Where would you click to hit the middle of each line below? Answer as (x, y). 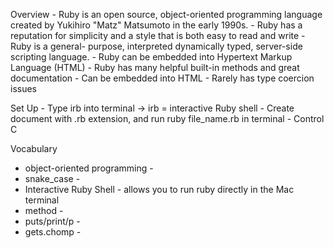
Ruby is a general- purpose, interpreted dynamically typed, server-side (156, 46)
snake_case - (52, 178)
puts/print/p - (52, 221)
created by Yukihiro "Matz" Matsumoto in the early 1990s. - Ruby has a (156, 25)
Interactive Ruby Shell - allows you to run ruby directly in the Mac (159, 189)
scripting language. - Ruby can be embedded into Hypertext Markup (151, 57)
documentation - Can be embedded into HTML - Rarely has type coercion (162, 78)
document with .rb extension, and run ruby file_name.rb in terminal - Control (167, 118)
